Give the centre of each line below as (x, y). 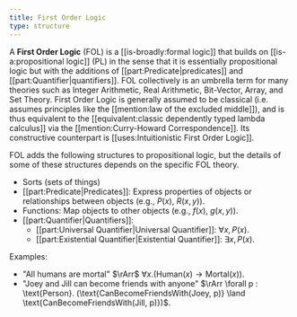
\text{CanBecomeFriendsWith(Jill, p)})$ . (96, 303)
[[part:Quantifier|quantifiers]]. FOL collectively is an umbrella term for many (149, 80)
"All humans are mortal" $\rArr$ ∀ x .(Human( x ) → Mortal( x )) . (133, 274)
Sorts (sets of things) (61, 181)
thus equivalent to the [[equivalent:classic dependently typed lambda (137, 119)
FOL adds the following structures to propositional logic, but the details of (145, 154)
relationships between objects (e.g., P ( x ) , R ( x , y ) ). (114, 201)
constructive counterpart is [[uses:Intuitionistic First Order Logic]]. (132, 137)
